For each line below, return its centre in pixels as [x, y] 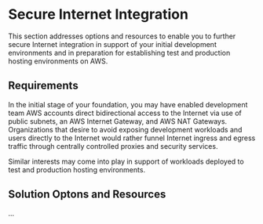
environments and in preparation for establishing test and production [119, 52]
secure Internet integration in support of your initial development [113, 44]
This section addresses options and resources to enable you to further [122, 36]
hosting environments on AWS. [58, 61]
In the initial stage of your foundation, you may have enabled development [128, 104]
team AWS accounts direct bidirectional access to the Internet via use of [125, 113]
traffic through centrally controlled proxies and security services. [113, 146]
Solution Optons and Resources [87, 195]
